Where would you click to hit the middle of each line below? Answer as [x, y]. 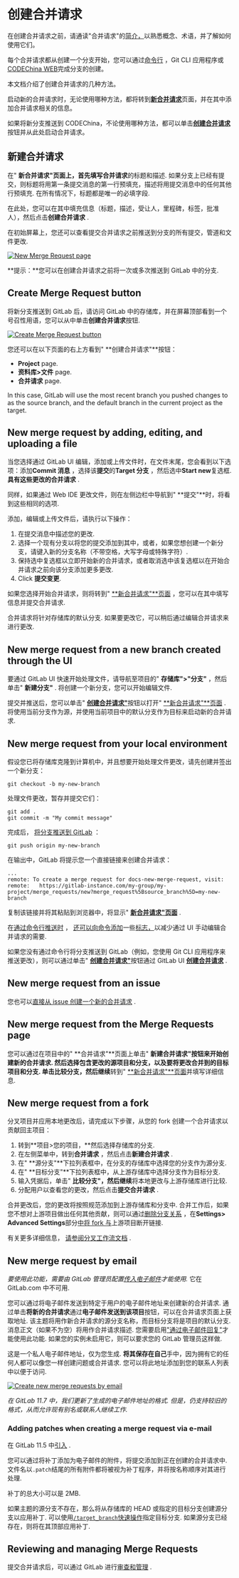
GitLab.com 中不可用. [38, 1288]
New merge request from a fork [78, 1103]
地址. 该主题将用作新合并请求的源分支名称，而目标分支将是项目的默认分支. [122, 1321]
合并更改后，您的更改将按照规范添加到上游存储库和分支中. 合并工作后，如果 [118, 1205]
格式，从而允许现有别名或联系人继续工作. [68, 1410]
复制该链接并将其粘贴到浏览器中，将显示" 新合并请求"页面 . [94, 912]
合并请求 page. [39, 381]
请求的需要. [30, 936]
